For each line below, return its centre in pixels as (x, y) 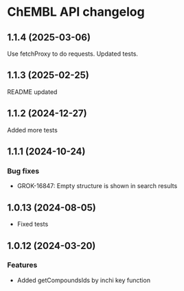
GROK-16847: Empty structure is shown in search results (97, 186)
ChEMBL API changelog (76, 12)
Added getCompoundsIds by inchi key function (84, 280)
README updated (32, 92)
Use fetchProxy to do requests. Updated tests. (73, 54)
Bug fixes (23, 171)
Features (22, 265)
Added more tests (33, 130)
